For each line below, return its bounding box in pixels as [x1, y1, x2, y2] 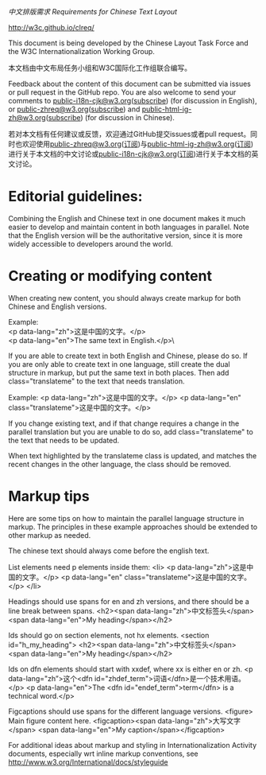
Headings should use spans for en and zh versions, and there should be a [8, 596, 250, 606]
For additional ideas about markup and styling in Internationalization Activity [8, 740, 257, 750]
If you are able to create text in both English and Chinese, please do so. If [8, 351, 248, 360]
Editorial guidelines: [8, 188, 143, 205]
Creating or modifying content [8, 267, 213, 285]
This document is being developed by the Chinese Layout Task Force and [8, 38, 249, 48]
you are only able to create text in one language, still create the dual [8, 359, 230, 368]
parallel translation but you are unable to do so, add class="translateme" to [8, 426, 254, 436]
